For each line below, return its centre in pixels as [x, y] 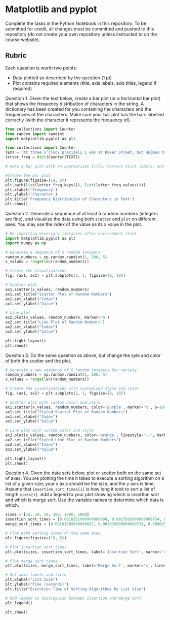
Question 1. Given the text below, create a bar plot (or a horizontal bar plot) [83, 98]
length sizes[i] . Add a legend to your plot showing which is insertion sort [82, 495]
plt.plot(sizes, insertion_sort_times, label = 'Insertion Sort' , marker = [83, 552]
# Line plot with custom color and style [50, 431]
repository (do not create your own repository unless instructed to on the [81, 34]
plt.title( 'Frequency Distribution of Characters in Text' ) [70, 199]
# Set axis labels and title [36, 575]
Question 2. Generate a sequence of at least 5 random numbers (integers [82, 214]
